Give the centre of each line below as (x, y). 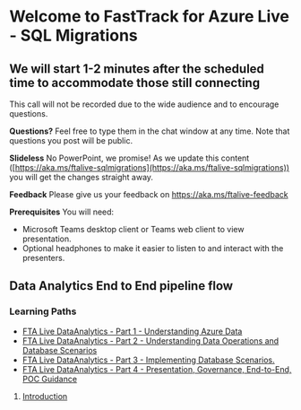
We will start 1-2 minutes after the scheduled (137, 69)
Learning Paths (43, 311)
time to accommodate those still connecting (135, 83)
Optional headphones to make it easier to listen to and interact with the (153, 248)
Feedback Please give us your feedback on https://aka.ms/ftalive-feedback (149, 194)
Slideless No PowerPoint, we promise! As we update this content (129, 158)
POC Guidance (50, 379)
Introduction (45, 396)
